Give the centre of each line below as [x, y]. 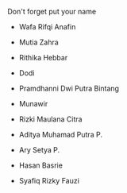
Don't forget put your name [52, 12]
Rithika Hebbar [43, 58]
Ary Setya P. [39, 150]
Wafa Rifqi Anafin [47, 27]
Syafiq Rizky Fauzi [49, 181]
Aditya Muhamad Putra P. [60, 135]
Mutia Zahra [38, 42]
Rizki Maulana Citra [50, 119]
